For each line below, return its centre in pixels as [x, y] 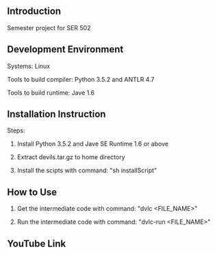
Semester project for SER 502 [49, 27]
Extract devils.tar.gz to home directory [71, 157]
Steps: [16, 130]
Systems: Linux [28, 66]
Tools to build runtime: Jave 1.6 [51, 93]
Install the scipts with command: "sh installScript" [87, 170]
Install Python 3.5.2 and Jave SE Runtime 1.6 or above [93, 144]
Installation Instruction [56, 114]
